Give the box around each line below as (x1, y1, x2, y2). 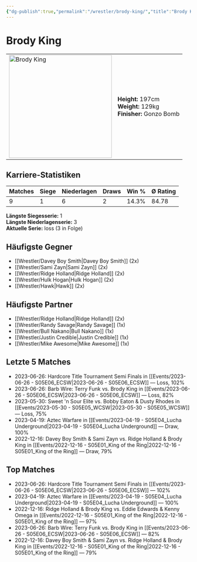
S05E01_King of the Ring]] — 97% (14, 518, 97, 525)
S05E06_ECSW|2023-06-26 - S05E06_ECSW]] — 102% (35, 486, 171, 494)
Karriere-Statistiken (6, 170, 81, 180)
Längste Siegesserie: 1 (6, 212, 63, 219)
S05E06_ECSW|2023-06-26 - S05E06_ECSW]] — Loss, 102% (35, 379, 185, 386)
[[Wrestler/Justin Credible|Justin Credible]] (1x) (14, 334, 129, 341)
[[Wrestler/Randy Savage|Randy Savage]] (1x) (14, 322, 126, 328)
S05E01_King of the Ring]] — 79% (14, 549, 97, 556)
